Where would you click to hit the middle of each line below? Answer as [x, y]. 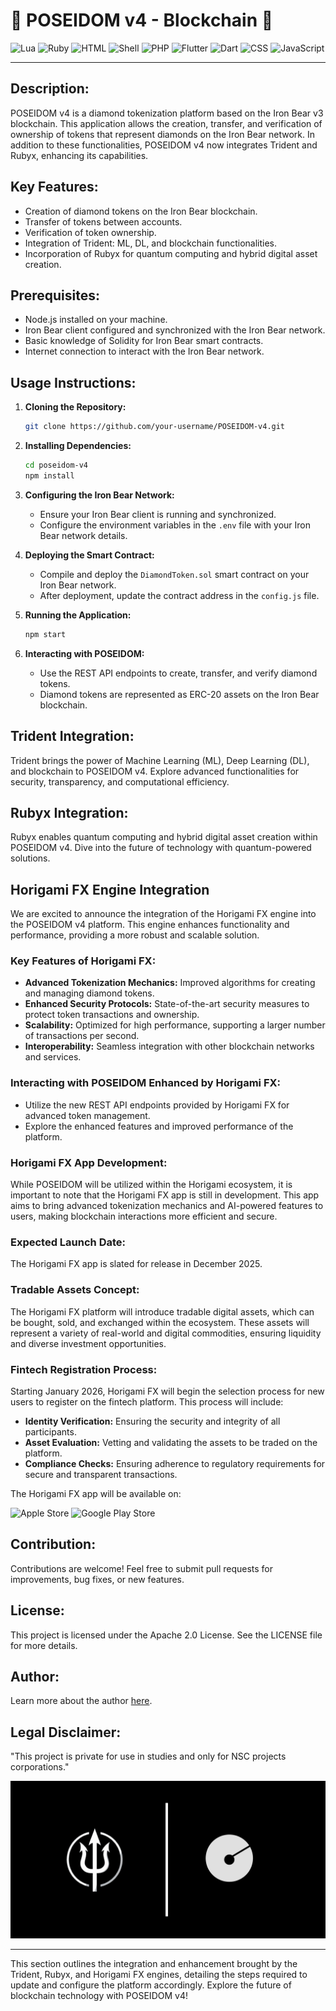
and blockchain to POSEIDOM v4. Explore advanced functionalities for [155, 771]
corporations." [40, 1767]
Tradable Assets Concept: [75, 1290]
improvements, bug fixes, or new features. [97, 1579]
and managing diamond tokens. [89, 993]
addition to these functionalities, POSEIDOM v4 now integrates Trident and [164, 145]
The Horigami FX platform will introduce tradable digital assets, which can [162, 1311]
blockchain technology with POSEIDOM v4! [99, 1996]
